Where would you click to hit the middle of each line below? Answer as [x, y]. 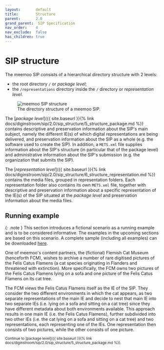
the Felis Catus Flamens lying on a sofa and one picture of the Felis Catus [79, 273]
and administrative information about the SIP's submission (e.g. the [72, 155]
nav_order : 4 [21, 28]
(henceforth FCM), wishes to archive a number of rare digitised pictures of [80, 258]
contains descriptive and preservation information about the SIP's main [76, 129]
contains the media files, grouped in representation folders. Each [70, 180]
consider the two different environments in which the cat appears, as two [79, 293]
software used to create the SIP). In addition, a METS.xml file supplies [74, 144]
